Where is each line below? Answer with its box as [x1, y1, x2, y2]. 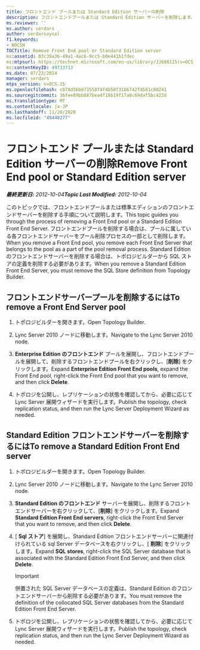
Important [14, 572, 39, 579]
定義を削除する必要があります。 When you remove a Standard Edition [16, 260, 186, 267]
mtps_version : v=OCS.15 [6, 81, 66, 87]
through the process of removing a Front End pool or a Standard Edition [6, 218, 182, 225]
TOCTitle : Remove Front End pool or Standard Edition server [6, 48, 162, 54]
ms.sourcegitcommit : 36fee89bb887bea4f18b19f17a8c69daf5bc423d [6, 92, 167, 98]
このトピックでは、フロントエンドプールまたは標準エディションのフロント [6, 204, 189, 211]
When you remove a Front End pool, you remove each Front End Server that [6, 239, 192, 246]
